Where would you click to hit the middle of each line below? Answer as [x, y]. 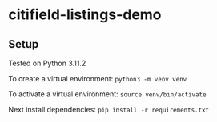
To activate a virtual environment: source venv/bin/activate [107, 94]
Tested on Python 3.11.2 [47, 63]
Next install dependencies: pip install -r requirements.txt [109, 110]
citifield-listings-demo [85, 15]
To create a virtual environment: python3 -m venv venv [98, 79]
